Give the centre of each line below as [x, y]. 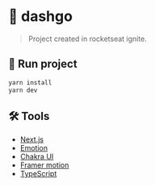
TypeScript [38, 174]
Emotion [34, 148]
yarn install [30, 83]
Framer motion [44, 165]
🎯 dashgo [40, 17]
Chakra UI [37, 157]
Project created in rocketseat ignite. [87, 39]
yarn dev [23, 90]
